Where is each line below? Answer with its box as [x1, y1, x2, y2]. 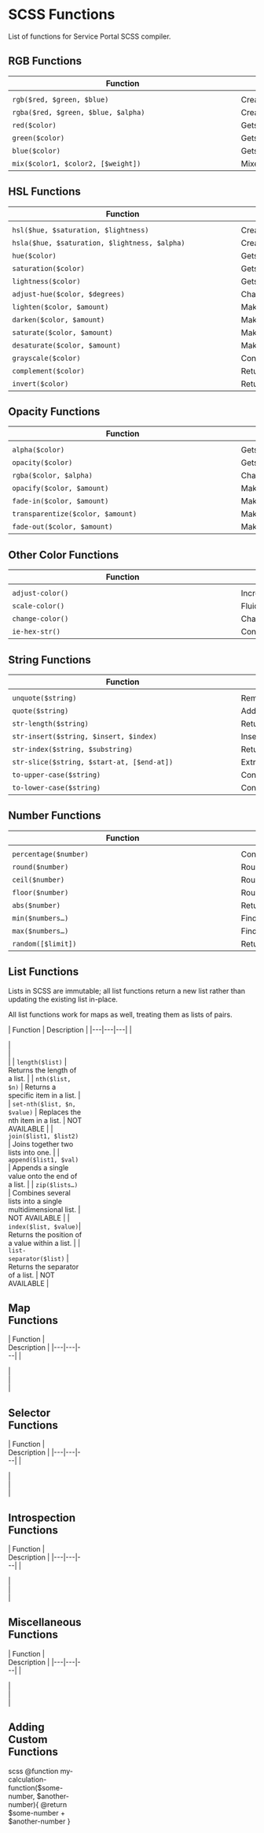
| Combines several [8, 1188, 71, 1197]
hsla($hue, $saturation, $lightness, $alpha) [12, 238, 185, 247]
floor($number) [12, 888, 69, 897]
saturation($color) [12, 264, 85, 273]
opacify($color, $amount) [12, 484, 109, 493]
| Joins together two [8, 1139, 74, 1148]
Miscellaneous [8, 1615, 82, 1629]
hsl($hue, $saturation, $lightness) [12, 225, 149, 234]
